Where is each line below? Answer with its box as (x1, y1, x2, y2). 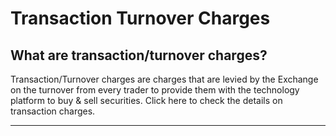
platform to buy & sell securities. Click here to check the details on (10, 95, 283, 106)
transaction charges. (10, 105, 96, 117)
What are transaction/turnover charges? (10, 47, 268, 64)
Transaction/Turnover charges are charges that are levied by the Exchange (10, 73, 319, 85)
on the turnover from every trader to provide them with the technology (10, 84, 300, 96)
